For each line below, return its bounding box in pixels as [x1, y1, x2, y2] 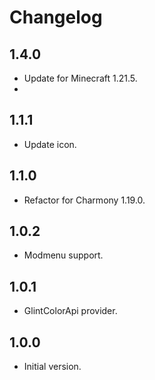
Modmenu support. [23, 249, 104, 261]
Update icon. [23, 138, 77, 150]
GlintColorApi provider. [23, 305, 118, 317]
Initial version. [23, 361, 82, 373]
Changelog [9, 6, 103, 29]
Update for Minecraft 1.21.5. [23, 72, 138, 84]
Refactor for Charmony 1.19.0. [23, 194, 146, 206]
